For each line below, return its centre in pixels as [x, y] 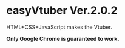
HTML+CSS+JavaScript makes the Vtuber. [59, 27]
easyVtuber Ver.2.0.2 [62, 10]
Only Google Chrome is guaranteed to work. [63, 38]
